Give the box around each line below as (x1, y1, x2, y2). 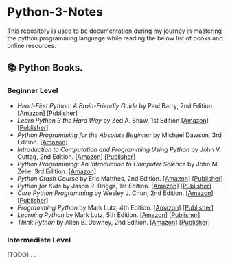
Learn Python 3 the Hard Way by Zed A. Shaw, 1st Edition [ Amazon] (16, 116, 209, 124)
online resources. (7, 41, 56, 49)
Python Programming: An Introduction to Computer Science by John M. (16, 160, 220, 168)
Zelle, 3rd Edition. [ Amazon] (16, 167, 97, 175)
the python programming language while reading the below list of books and (7, 34, 223, 42)
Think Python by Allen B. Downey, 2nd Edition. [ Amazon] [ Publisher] (16, 218, 211, 226)
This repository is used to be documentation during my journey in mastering (7, 27, 222, 35)
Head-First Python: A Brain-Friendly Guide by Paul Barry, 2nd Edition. (16, 101, 214, 110)
